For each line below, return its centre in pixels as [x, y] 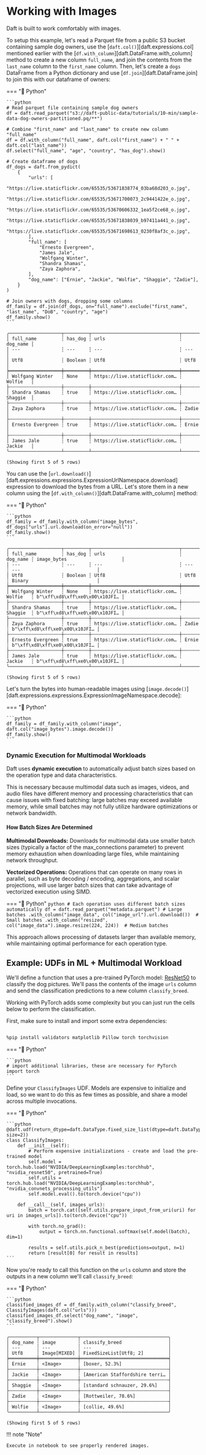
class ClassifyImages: [35, 1140]
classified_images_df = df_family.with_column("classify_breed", [91, 1305]
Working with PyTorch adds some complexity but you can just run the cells [101, 1003]
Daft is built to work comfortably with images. [64, 28]
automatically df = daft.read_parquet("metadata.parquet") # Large [94, 909]
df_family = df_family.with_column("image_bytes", [72, 522]
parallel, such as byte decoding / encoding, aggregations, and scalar [93, 879]
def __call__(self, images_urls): [61, 1205]
